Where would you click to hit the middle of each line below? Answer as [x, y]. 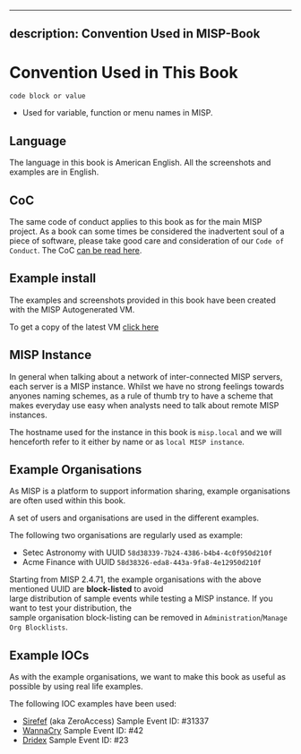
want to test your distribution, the [71, 608]
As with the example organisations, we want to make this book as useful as [148, 677]
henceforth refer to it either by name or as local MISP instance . [127, 441]
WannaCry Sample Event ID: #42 [83, 731]
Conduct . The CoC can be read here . [76, 250]
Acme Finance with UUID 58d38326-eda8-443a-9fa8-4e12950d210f [142, 562]
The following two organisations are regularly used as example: [126, 536]
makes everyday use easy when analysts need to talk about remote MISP [144, 405]
